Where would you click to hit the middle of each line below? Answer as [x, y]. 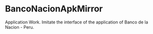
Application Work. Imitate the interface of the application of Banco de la [76, 22]
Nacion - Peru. [20, 27]
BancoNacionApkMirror [54, 9]
